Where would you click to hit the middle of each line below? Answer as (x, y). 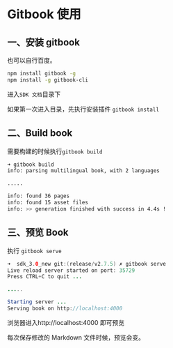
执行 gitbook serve (35, 250)
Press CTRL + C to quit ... (44, 277)
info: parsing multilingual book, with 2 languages (83, 171)
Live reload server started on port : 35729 (71, 270)
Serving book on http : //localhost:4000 (65, 308)
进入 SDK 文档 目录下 (34, 94)
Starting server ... (37, 302)
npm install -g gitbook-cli (48, 80)
